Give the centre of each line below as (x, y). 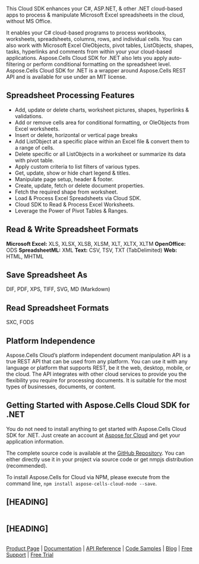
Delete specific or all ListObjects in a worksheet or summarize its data (100, 154)
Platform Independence (51, 341)
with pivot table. (34, 160)
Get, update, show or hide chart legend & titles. (72, 173)
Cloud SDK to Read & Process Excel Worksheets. (75, 204)
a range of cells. (34, 147)
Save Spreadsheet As (47, 275)
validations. (29, 116)
